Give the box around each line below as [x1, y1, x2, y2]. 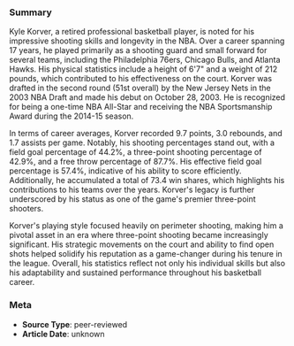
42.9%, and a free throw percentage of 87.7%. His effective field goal [9, 157, 262, 167]
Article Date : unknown [21, 328, 105, 339]
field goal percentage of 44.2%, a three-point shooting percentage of [9, 147, 262, 158]
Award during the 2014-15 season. [9, 111, 134, 121]
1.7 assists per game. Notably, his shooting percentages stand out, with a [9, 137, 275, 148]
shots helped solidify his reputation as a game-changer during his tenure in [9, 249, 283, 259]
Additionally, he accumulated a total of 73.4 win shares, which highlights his [9, 175, 285, 186]
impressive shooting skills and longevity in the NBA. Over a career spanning [9, 35, 285, 46]
